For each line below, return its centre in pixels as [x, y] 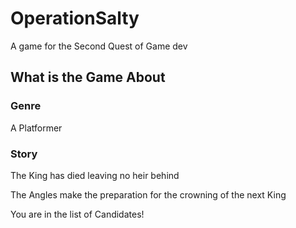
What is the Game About [88, 77]
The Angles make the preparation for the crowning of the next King [148, 194]
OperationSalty [75, 18]
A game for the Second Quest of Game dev [99, 46]
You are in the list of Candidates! [77, 214]
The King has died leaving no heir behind [95, 175]
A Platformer [36, 128]
